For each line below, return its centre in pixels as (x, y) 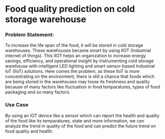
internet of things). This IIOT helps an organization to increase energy (76, 56)
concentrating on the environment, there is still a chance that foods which (80, 76)
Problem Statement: (30, 35)
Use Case (17, 105)
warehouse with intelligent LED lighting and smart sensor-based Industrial (80, 66)
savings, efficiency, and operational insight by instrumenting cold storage (80, 61)
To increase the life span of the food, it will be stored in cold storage (74, 46)
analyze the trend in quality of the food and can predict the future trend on (81, 126)
